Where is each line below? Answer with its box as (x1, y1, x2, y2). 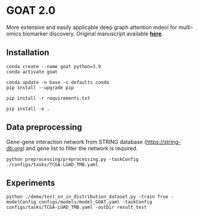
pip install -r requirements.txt (6, 95, 90, 101)
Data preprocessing (6, 122, 83, 133)
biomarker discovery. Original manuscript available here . (22, 30, 163, 37)
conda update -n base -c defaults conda (6, 79, 110, 85)
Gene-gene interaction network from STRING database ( (6, 138, 147, 145)
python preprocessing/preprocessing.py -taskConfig (6, 156, 139, 162)
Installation (6, 48, 49, 58)
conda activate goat (6, 69, 58, 75)
